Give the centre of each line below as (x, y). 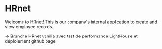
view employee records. (29, 26)
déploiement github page (30, 41)
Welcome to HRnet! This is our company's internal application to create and (81, 22)
